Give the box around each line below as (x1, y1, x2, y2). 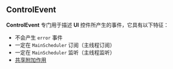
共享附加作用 (14, 56, 46, 63)
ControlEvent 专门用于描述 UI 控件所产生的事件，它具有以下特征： (6, 21, 169, 29)
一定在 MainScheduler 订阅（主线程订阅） (14, 41, 115, 48)
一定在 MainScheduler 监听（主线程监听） (14, 49, 115, 56)
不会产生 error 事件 (14, 34, 63, 41)
